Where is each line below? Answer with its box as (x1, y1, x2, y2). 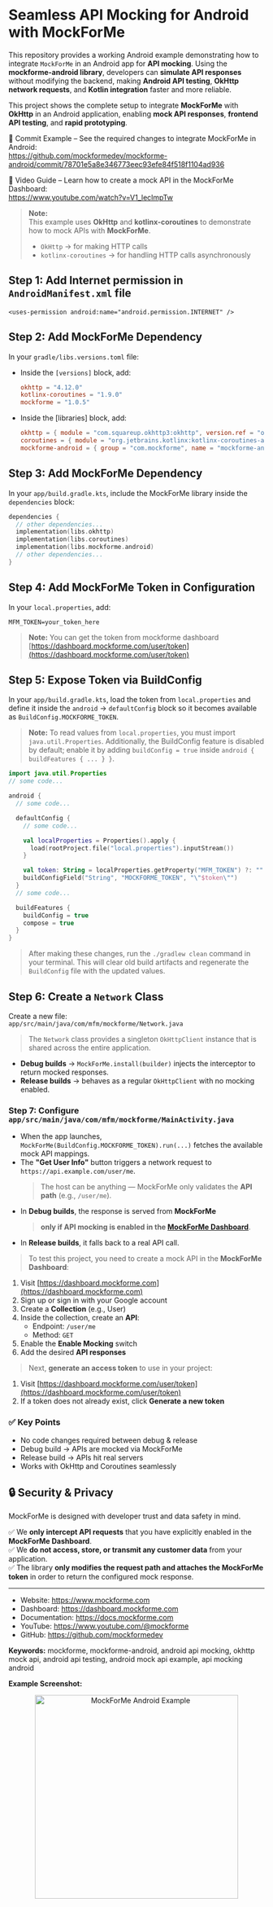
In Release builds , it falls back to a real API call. (19, 1238, 180, 1248)
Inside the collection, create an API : (19, 1313, 140, 1323)
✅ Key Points (8, 1417, 61, 1428)
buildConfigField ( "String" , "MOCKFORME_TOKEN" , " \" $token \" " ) (23, 874, 238, 882)
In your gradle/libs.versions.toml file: (8, 352, 140, 362)
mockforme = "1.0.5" (19, 398, 90, 406)
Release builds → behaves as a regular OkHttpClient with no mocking (19, 1075, 255, 1085)
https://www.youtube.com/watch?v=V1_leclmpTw (8, 192, 173, 202)
